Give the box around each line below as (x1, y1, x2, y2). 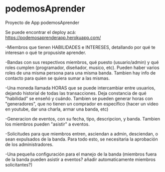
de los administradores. (5, 141, 54, 147)
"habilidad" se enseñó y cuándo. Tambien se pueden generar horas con (5, 95, 153, 101)
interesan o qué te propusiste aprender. (5, 49, 86, 55)
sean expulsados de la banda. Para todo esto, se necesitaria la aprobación (5, 136, 158, 142)
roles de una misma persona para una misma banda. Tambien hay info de (5, 69, 156, 75)
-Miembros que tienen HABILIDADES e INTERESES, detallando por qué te (5, 44, 156, 50)
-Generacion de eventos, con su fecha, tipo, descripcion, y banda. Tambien (5, 115, 161, 121)
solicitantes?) (5, 161, 32, 167)
